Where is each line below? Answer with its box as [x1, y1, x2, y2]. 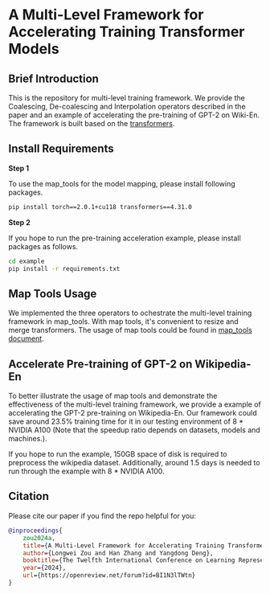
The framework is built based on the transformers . [8, 119, 175, 128]
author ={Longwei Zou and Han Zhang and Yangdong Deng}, [22, 549, 215, 557]
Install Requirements [8, 142, 114, 156]
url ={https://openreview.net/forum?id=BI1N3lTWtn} [22, 571, 196, 580]
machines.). [8, 434, 47, 444]
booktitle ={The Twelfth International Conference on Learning [22, 556, 235, 564]
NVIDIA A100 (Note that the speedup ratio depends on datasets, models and [8, 425, 261, 435]
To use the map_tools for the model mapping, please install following [8, 178, 235, 188]
